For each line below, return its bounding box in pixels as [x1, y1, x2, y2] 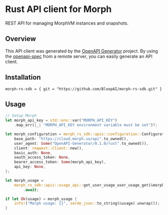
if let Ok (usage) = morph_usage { [5, 196, 77, 201]
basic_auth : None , [14, 150, 52, 155]
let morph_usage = [5, 178, 43, 183]
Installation [5, 73, 41, 82]
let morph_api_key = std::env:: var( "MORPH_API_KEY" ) [5, 118, 117, 123]
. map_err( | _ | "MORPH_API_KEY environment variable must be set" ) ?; [14, 123, 157, 128]
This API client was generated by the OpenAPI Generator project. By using [5, 48, 158, 54]
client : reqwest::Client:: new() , [14, 145, 84, 151]
